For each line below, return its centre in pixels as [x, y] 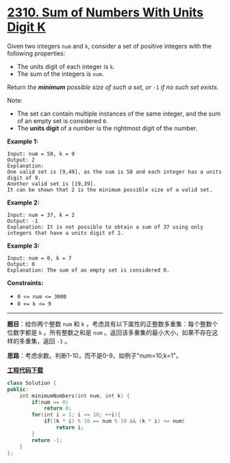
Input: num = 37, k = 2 [41, 215]
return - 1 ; [47, 440]
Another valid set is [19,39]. [52, 184]
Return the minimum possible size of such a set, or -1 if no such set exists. [113, 87]
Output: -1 [23, 221]
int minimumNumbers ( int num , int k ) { [75, 396]
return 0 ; [57, 408]
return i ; [70, 428]
